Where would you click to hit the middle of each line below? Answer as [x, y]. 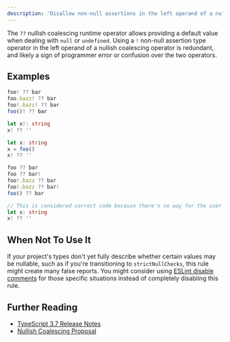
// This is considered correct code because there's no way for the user [115, 206]
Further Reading [42, 307]
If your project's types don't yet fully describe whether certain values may [112, 256]
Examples [28, 77]
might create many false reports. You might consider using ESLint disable [111, 271]
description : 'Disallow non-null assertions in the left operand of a [110, 13]
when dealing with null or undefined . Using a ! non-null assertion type [107, 40]
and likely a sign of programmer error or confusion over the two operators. [112, 55]
